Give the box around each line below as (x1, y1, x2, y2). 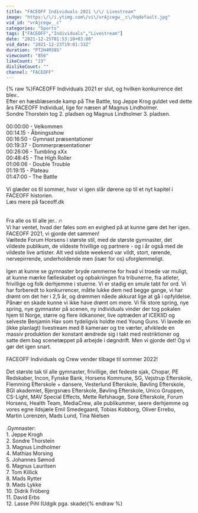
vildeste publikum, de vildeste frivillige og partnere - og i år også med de (6, 243, 183, 250)
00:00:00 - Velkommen (6, 123, 63, 130)
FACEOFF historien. (6, 192, 54, 199)
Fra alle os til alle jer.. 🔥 (6, 217, 63, 225)
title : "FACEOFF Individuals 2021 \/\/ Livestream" (6, 8, 136, 15)
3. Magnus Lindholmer (6, 444, 61, 451)
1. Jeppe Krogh (6, 431, 43, 438)
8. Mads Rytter (6, 475, 43, 482)
